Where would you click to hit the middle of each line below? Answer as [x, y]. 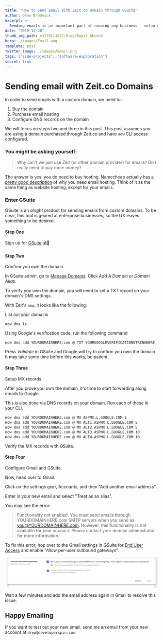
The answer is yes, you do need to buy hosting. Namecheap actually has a [80, 177]
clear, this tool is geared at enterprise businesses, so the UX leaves [72, 215]
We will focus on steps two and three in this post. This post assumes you [78, 129]
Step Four [15, 457]
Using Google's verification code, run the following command [66, 333]
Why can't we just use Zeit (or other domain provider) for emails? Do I [87, 162]
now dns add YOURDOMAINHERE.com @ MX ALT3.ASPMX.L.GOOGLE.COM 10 [72, 432]
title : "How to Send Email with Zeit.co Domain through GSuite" [71, 10]
